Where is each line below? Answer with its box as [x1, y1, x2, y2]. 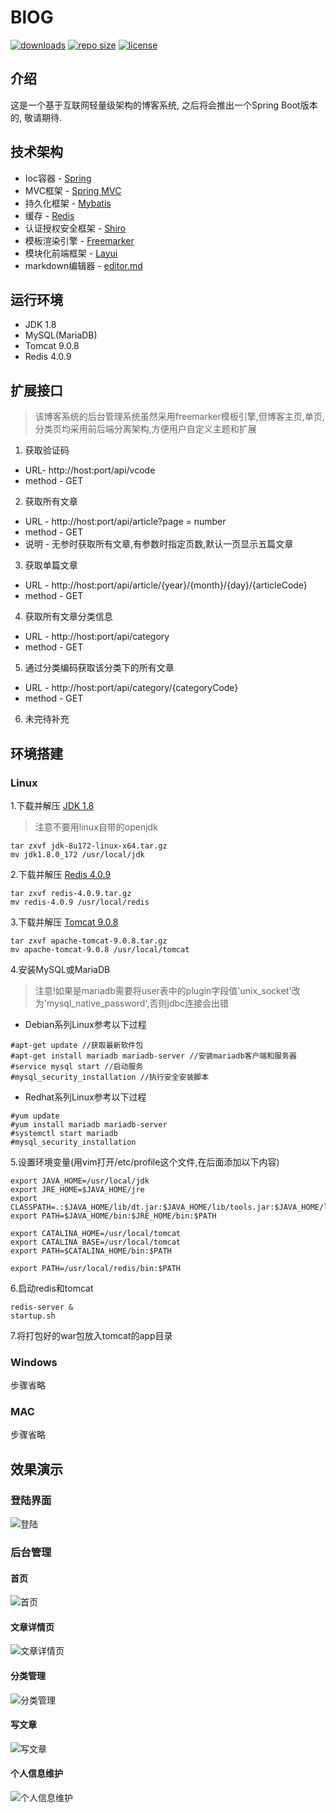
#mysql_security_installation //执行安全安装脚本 [10, 1072, 210, 1082]
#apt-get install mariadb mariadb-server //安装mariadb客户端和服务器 [10, 1051, 297, 1061]
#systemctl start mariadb [10, 1128, 118, 1138]
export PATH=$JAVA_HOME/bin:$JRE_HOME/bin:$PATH [10, 1211, 217, 1221]
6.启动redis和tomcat [10, 1282, 94, 1294]
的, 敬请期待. [10, 111, 63, 123]
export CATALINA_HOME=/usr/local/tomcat [10, 1228, 182, 1238]
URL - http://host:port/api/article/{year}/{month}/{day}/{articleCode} [24, 579, 308, 591]
